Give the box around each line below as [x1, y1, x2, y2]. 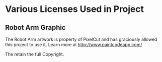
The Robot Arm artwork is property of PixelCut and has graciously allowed [5, 36, 158, 42]
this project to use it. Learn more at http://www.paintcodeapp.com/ [5, 42, 143, 48]
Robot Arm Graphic [5, 23, 66, 32]
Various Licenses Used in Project [5, 3, 144, 15]
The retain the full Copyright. [5, 51, 64, 57]
